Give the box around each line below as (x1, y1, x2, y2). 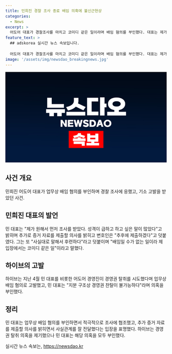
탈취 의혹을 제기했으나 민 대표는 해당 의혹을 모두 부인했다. (10, 333, 125, 339)
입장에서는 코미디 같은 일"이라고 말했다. (5, 245, 84, 251)
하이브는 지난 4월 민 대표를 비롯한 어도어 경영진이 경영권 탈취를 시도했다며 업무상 (5, 276, 167, 282)
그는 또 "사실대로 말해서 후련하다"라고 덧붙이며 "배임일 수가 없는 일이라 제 (16, 238, 163, 245)
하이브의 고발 (5, 261, 45, 270)
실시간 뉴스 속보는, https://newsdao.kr (5, 343, 83, 349)
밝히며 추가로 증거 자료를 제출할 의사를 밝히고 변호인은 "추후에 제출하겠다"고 (5, 232, 157, 238)
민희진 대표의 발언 (5, 211, 58, 220)
